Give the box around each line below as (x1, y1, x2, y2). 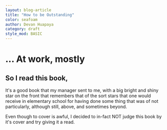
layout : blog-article (5, 7, 52, 13)
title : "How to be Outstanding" (5, 12, 74, 17)
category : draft (5, 27, 40, 32)
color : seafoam (5, 17, 38, 22)
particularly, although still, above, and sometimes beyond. (5, 103, 127, 110)
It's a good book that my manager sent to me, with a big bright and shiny (5, 88, 159, 93)
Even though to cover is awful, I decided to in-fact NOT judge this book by (5, 114, 162, 119)
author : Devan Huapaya (5, 21, 54, 27)
